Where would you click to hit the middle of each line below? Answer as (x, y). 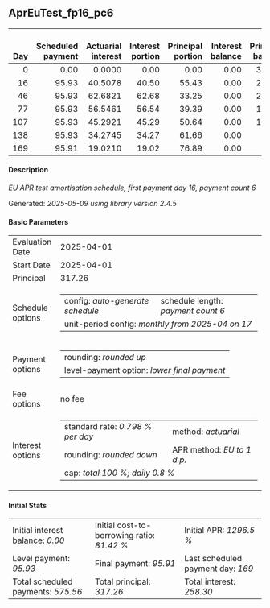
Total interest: (210, 581)
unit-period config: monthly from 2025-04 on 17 (158, 324)
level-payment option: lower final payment (145, 370)
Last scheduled (213, 559)
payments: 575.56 (47, 592)
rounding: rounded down (111, 455)
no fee (72, 399)
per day (79, 436)
